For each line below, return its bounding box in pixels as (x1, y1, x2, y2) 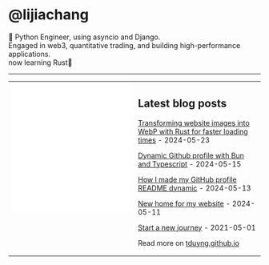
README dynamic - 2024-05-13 (138, 183, 251, 193)
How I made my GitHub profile (138, 175, 238, 184)
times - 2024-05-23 (138, 135, 211, 145)
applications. (8, 49, 50, 58)
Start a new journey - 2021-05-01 (138, 223, 256, 232)
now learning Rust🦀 (8, 58, 73, 67)
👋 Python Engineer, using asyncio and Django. (8, 32, 161, 42)
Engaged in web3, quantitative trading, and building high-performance (8, 40, 241, 50)
